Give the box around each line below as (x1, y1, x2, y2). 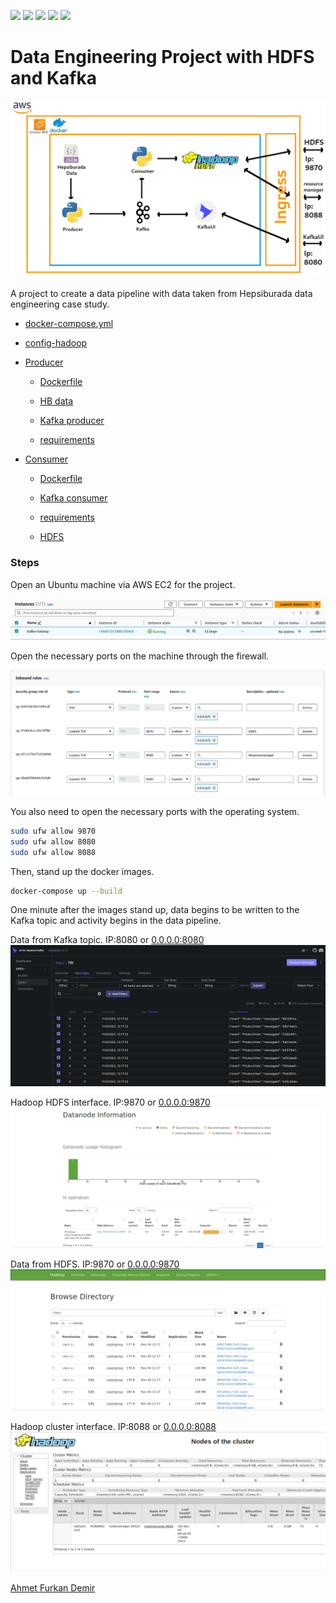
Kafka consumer (39, 492, 108, 504)
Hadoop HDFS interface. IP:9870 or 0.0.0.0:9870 (10, 1096, 211, 1108)
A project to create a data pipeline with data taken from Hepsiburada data (10, 288, 313, 300)
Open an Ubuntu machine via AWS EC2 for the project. (10, 578, 236, 590)
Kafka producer (39, 415, 105, 427)
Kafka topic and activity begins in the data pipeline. (10, 915, 222, 927)
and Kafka (10, 67, 98, 90)
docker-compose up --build (10, 886, 123, 896)
